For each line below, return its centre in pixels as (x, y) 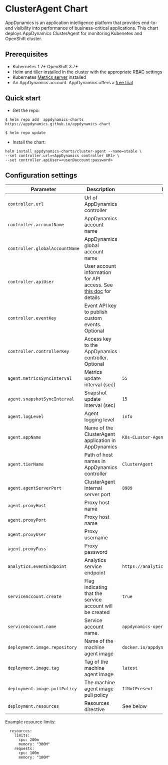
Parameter (43, 190)
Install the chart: (29, 142)
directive (94, 709)
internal (93, 488)
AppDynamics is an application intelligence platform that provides (73, 23)
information (98, 272)
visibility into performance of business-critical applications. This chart (86, 28)
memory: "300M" (34, 744)
